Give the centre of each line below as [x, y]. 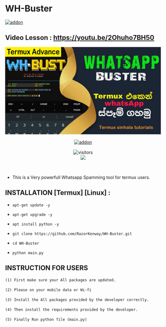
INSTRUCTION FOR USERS [46, 268]
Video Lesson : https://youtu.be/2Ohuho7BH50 [80, 38]
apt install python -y [36, 224]
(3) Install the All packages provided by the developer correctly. [77, 300]
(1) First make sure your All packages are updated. [61, 280]
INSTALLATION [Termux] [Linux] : [58, 193]
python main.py [28, 253]
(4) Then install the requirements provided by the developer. [72, 309]
